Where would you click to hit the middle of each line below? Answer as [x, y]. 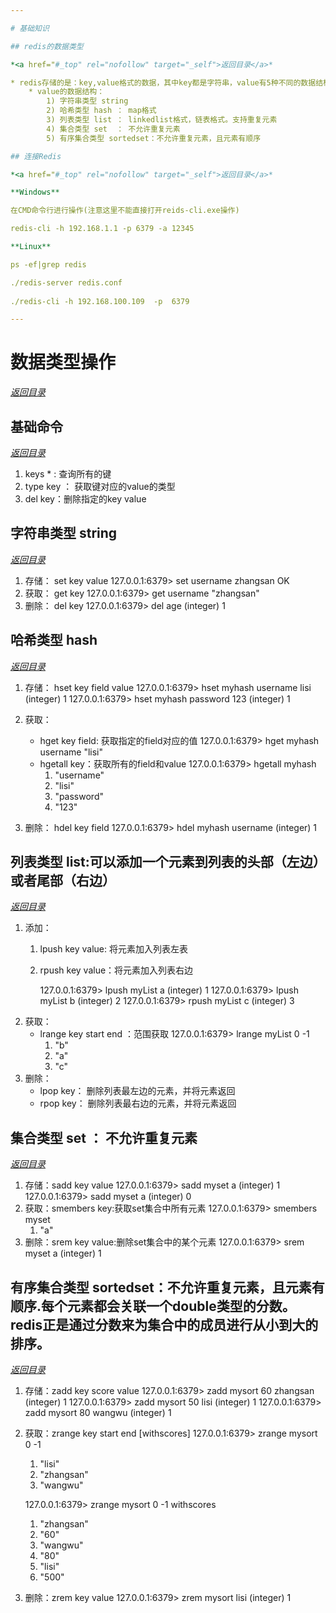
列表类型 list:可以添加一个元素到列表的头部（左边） [165, 862]
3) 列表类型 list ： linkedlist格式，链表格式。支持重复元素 [162, 120]
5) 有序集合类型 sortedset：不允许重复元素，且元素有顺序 [154, 138]
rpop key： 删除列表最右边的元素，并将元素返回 [138, 1103]
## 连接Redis [36, 156]
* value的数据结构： [66, 92]
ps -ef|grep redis [48, 264]
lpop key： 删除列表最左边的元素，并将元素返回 [137, 1091]
